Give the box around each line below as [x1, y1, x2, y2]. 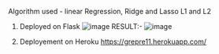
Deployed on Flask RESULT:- [19, 22, 143, 31]
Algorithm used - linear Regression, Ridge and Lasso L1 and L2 [8, 7, 211, 16]
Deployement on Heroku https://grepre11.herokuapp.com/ [19, 37, 207, 46]
